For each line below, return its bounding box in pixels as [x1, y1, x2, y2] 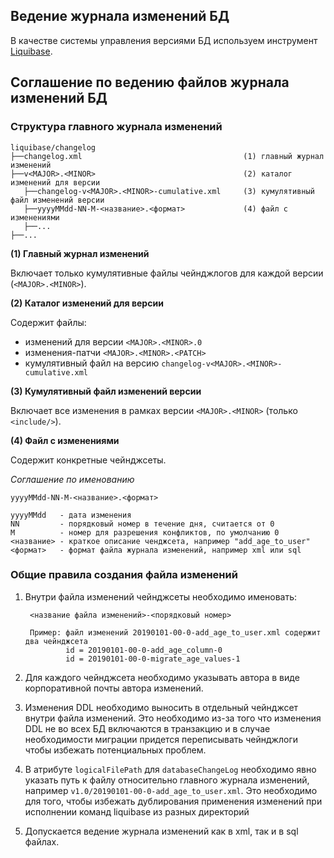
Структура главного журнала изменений [10, 120, 223, 134]
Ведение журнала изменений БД [10, 8, 230, 25]
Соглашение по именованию [10, 473, 135, 485]
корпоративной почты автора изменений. [24, 682, 204, 694]
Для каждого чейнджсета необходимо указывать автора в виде [24, 671, 300, 683]
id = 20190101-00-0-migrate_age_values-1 [65, 654, 241, 664]
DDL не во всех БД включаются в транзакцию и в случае [24, 722, 271, 734]
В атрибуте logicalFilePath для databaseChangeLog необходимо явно [24, 763, 317, 775]
